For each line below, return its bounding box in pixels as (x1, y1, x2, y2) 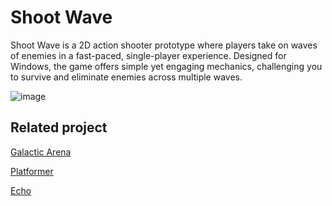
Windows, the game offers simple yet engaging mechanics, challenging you (10, 60, 323, 72)
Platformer (10, 165, 54, 177)
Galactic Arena (10, 146, 72, 158)
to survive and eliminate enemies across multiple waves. (10, 71, 243, 83)
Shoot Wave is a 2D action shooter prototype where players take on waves (10, 39, 318, 51)
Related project (10, 119, 108, 136)
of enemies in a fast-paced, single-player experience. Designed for (10, 49, 287, 61)
